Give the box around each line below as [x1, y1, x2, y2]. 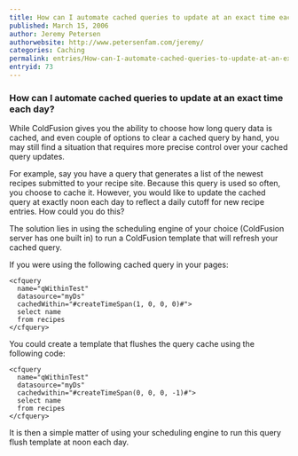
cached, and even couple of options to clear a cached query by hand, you [9, 132, 279, 143]
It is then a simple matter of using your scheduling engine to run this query [9, 428, 282, 438]
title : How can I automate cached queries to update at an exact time [9, 12, 276, 22]
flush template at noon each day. [9, 436, 129, 448]
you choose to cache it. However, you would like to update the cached [9, 187, 266, 198]
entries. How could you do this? [9, 206, 125, 217]
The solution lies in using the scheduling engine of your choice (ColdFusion [9, 224, 285, 234]
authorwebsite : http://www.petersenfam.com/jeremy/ [9, 37, 204, 47]
